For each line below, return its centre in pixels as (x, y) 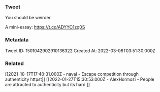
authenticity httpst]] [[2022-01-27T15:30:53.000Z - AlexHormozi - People (80, 79)
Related (15, 63)
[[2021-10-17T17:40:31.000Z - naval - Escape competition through (72, 74)
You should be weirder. (28, 18)
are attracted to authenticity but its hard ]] (48, 84)
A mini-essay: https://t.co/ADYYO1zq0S (45, 27)
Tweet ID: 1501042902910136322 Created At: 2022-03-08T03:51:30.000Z (80, 51)
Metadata (17, 40)
